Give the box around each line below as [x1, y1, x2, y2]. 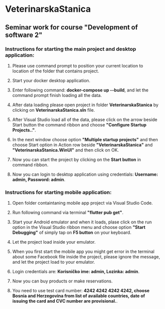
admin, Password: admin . [12, 176, 66, 183]
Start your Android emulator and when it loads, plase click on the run [12, 219, 152, 225]
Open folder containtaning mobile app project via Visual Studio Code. [12, 200, 153, 206]
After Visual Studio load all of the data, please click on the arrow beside [12, 117, 158, 123]
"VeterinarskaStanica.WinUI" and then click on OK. [12, 147, 119, 153]
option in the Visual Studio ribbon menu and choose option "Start [12, 224, 146, 230]
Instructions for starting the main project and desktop [5, 45, 136, 52]
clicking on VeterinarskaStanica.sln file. [12, 107, 95, 113]
